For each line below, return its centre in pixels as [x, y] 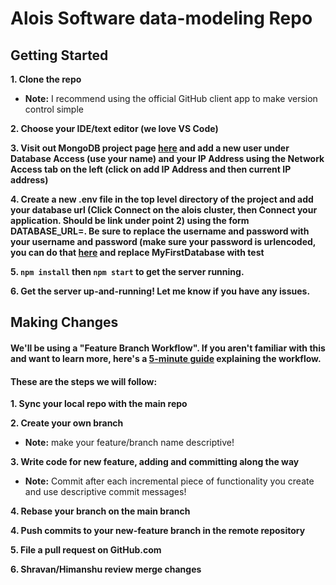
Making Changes [64, 322]
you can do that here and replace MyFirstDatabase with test [137, 252]
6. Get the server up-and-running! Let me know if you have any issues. [160, 291]
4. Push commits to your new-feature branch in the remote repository [158, 531]
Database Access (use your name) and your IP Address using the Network [167, 158]
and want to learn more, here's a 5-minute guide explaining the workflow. [166, 358]
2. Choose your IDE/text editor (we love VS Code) [114, 128]
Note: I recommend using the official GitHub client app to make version [171, 98]
